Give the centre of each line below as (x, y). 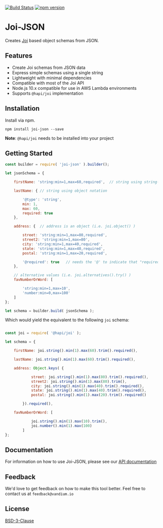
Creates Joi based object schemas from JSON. (52, 40)
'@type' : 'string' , (42, 199)
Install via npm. (20, 120)
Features (19, 56)
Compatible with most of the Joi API (48, 83)
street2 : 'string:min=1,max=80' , (56, 240)
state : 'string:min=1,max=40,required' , (64, 248)
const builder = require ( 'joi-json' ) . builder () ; (57, 165)
